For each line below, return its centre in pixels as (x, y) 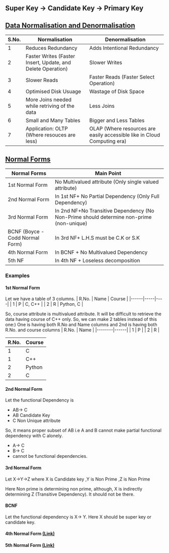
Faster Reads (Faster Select (122, 77)
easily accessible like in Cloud (125, 135)
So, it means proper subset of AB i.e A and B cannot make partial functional (83, 431)
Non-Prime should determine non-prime (103, 217)
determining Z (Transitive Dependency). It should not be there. (70, 494)
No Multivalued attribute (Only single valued (107, 182)
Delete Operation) (47, 69)
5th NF (16, 260)
